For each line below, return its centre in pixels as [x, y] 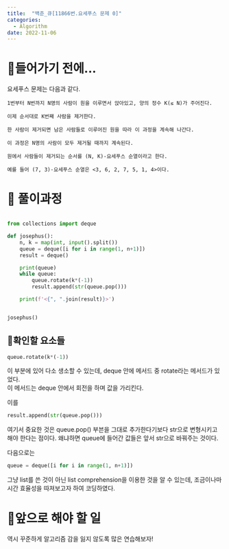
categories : [24, 20]
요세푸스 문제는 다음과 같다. [44, 89]
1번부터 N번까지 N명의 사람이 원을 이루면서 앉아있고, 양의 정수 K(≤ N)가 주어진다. [110, 104]
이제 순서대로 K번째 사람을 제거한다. [52, 117]
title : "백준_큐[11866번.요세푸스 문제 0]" [64, 13]
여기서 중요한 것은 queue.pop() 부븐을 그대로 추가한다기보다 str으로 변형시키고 [112, 430]
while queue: [38, 274]
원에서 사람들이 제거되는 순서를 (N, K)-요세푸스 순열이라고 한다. [87, 156]
